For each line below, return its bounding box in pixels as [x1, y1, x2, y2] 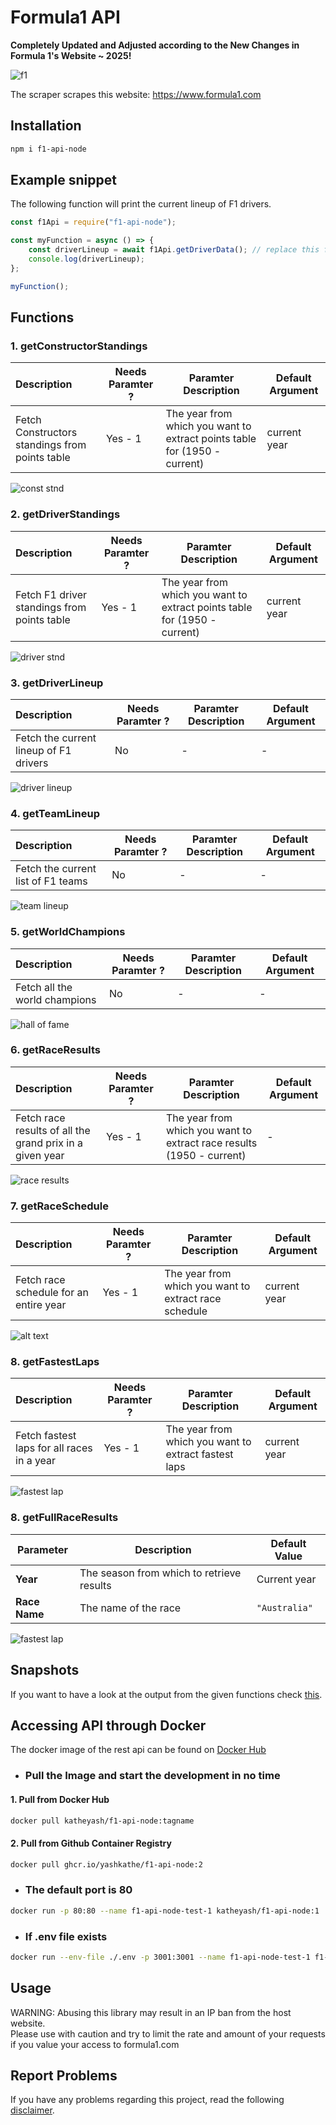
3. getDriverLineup [10, 676, 104, 690]
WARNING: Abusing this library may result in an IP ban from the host [10, 2006, 292, 2018]
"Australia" [256, 1602, 313, 1613]
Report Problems [10, 2067, 118, 2084]
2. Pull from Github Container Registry [10, 1837, 172, 1849]
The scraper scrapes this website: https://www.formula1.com [10, 88, 262, 100]
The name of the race [79, 1601, 182, 1615]
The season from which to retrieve [79, 1566, 242, 1580]
